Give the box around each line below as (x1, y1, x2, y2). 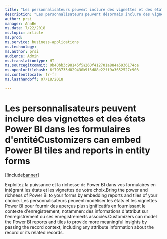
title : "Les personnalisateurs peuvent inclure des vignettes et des (5, 7, 153, 12)
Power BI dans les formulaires (5, 123, 131, 135)
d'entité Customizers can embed (5, 134, 141, 145)
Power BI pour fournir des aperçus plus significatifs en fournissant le (5, 203, 146, 209)
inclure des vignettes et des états (5, 113, 146, 124)
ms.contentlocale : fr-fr (5, 72, 57, 77)
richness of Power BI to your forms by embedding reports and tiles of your (5, 192, 158, 198)
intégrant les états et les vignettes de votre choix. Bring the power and (5, 187, 148, 193)
